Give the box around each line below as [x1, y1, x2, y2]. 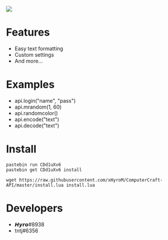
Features [6, 26, 50, 39]
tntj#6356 [14, 227, 38, 234]
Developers [6, 201, 63, 215]
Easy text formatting [14, 45, 64, 52]
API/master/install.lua [6, 182, 64, 188]
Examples [6, 78, 55, 91]
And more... [14, 57, 43, 64]
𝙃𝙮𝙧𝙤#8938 [14, 221, 45, 228]
